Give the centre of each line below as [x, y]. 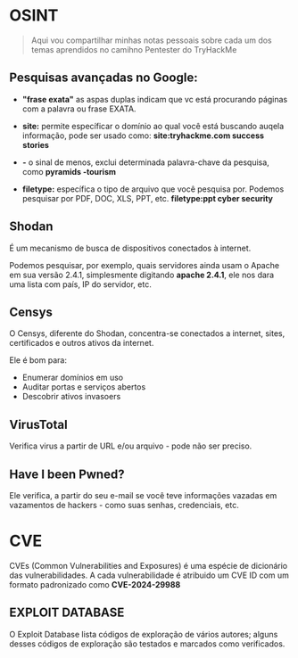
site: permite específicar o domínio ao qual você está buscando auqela [153, 126]
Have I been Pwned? [67, 474]
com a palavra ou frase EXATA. [79, 109]
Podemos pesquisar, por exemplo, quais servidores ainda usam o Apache [144, 265]
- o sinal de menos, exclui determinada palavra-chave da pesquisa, [145, 162]
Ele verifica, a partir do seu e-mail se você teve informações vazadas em [143, 495]
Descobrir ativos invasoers [71, 397]
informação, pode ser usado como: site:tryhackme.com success [143, 136]
